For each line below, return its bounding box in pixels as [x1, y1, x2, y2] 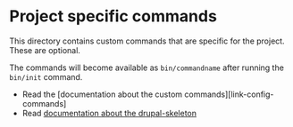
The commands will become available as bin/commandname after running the [9, 62, 284, 73]
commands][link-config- [184, 89, 274, 99]
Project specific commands [9, 6, 217, 27]
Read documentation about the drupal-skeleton [21, 107, 197, 118]
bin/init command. [9, 71, 83, 82]
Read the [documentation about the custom [21, 89, 183, 99]
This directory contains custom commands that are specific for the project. [9, 36, 285, 46]
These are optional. [9, 44, 80, 55]
